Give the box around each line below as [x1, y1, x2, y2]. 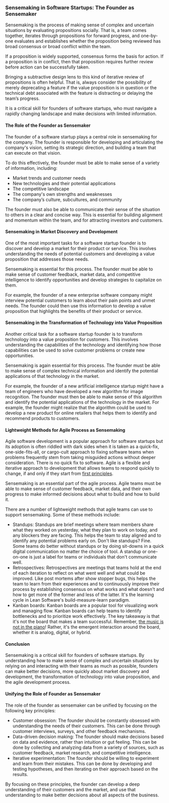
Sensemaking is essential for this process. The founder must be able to [5, 266, 153, 272]
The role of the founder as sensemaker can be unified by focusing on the [5, 702, 157, 708]
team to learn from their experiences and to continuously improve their [12, 581, 160, 587]
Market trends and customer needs [12, 174, 86, 181]
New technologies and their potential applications [12, 180, 116, 186]
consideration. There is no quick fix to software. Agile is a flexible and [5, 460, 150, 466]
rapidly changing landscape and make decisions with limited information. [5, 111, 157, 117]
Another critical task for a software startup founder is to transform [5, 331, 143, 337]
